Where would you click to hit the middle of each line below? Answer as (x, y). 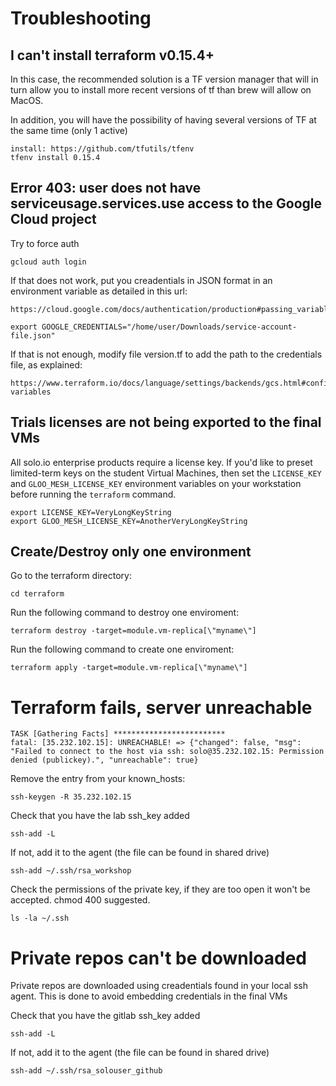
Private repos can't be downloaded (158, 958)
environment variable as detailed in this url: (99, 291)
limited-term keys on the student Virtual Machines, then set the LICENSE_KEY (166, 473)
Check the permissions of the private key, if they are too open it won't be (160, 889)
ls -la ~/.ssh (40, 918)
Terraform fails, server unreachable (161, 707)
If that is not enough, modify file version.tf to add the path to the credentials (166, 354)
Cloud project (53, 219)
